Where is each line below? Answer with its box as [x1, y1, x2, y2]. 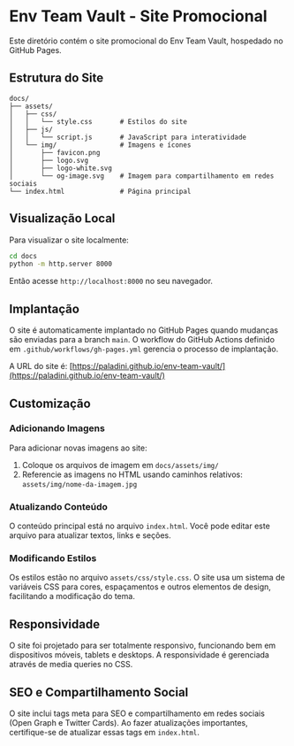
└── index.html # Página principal [9, 187, 192, 196]
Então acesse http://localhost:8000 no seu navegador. [9, 276, 214, 287]
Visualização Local [9, 211, 116, 227]
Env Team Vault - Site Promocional [9, 6, 268, 27]
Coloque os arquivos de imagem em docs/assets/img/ [21, 459, 219, 470]
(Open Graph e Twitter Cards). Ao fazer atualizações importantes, [9, 718, 249, 728]
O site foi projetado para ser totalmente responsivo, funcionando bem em [9, 640, 276, 651]
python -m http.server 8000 [9, 259, 113, 269]
